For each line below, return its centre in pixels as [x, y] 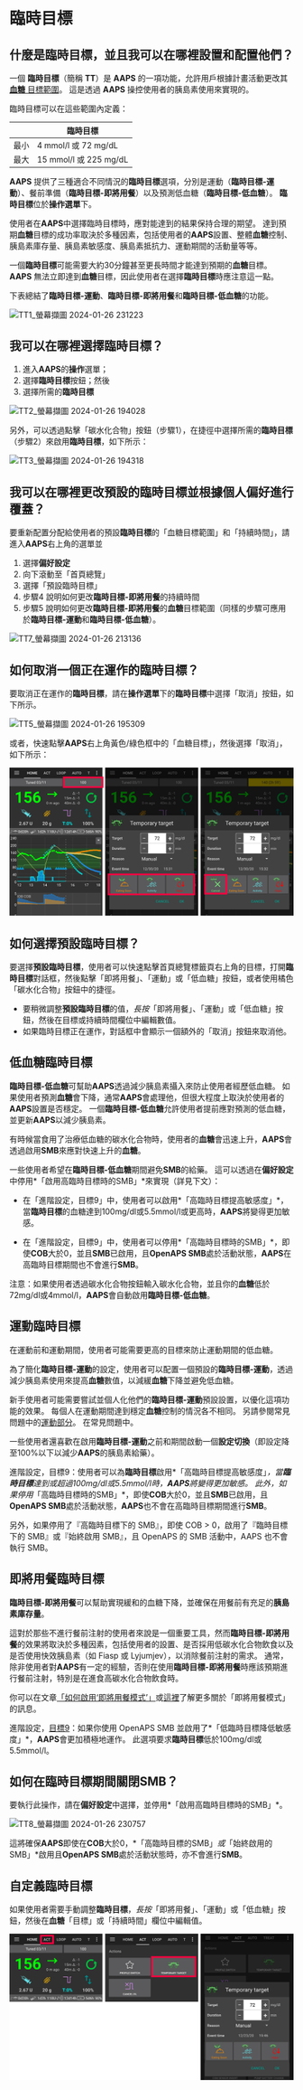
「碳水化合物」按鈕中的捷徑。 [64, 990]
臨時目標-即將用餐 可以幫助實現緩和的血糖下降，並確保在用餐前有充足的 [142, 1602]
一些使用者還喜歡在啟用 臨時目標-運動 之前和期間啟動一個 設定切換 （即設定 [146, 1441]
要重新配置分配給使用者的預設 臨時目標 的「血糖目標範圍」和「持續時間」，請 [150, 532]
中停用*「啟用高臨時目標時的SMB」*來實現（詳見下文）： [115, 1181]
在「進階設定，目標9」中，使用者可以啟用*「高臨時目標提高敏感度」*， [155, 1200]
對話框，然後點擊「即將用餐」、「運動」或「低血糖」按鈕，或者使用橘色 [163, 978]
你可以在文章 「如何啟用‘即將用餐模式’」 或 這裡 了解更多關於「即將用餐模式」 [150, 1697]
